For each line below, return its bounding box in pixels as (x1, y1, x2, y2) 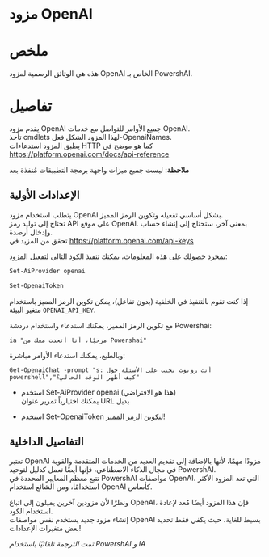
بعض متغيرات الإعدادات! (9, 523, 82, 534)
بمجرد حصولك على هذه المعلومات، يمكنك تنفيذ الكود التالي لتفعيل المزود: (9, 251, 229, 261)
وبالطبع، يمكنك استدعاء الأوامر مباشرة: (9, 350, 126, 360)
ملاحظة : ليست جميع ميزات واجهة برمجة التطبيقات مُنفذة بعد (9, 165, 189, 175)
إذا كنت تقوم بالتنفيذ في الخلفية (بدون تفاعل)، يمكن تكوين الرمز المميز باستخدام (9, 296, 249, 306)
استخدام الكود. (9, 506, 53, 516)
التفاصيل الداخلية (9, 435, 84, 449)
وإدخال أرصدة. (9, 227, 53, 237)
